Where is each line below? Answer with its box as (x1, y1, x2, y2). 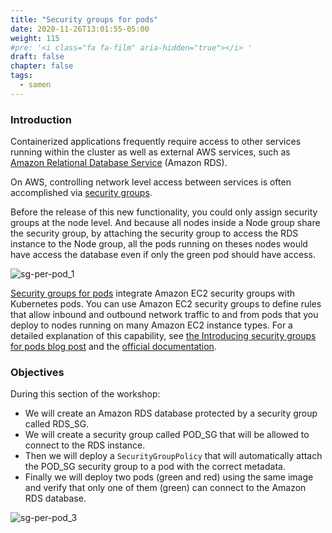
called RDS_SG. (24, 418, 90, 430)
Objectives (10, 365, 65, 379)
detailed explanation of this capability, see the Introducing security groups (10, 330, 317, 342)
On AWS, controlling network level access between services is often (10, 176, 292, 188)
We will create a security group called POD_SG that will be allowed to (24, 429, 310, 441)
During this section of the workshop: (10, 388, 161, 400)
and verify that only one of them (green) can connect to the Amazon (24, 482, 307, 494)
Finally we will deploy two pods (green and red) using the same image (24, 471, 314, 483)
